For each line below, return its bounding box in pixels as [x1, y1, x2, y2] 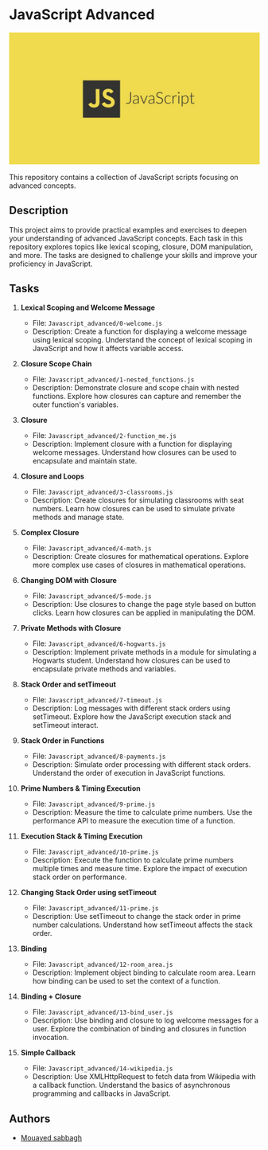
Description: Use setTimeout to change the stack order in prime [32, 912, 241, 921]
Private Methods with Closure [20, 624, 122, 633]
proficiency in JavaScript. [9, 259, 93, 268]
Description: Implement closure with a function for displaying [32, 440, 233, 449]
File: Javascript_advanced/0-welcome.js [32, 319, 162, 328]
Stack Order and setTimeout [20, 679, 116, 690]
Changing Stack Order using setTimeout [20, 888, 157, 898]
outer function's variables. [32, 400, 118, 409]
